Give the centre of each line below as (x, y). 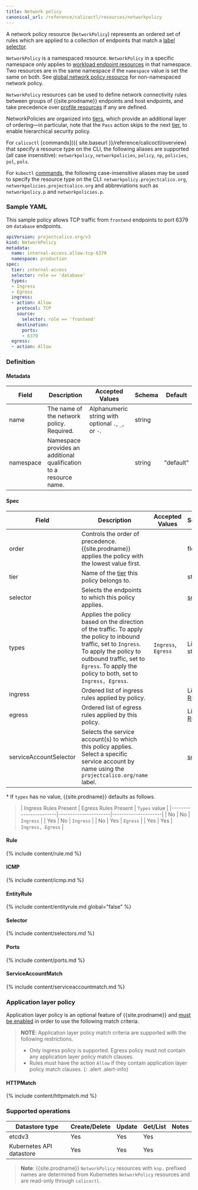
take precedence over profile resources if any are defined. (77, 107)
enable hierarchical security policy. (49, 131)
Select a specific (105, 754)
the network (64, 416)
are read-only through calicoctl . (61, 1181)
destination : (33, 325)
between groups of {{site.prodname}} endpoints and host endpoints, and (95, 100)
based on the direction (113, 622)
